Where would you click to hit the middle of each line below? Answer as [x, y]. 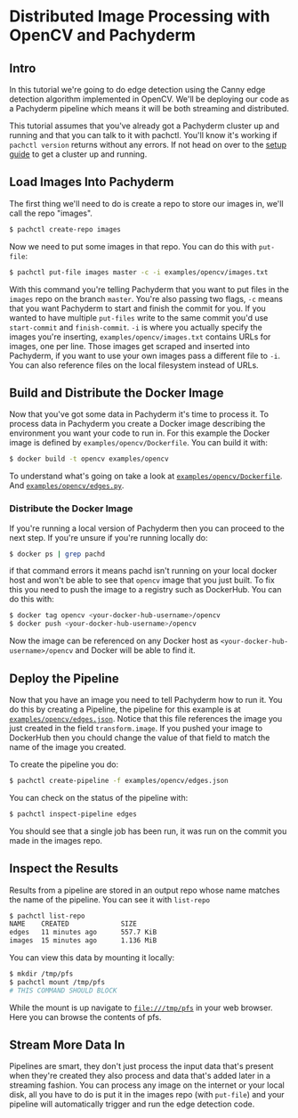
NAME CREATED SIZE [73, 924]
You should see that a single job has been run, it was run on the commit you [148, 831]
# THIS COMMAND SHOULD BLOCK [63, 991]
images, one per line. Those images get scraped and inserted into [130, 346]
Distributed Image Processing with [140, 16]
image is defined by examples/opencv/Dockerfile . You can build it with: [139, 443]
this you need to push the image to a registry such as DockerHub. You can [145, 590]
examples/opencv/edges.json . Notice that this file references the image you [146, 718]
